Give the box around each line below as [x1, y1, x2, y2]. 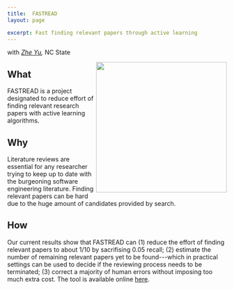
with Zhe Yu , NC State [7, 48, 71, 56]
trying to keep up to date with [7, 170, 92, 178]
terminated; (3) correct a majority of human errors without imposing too [7, 267, 213, 275]
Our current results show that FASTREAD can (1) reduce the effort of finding [7, 238, 225, 246]
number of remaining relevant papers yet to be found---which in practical [7, 252, 218, 261]
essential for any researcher [7, 163, 88, 170]
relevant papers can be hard [7, 192, 88, 200]
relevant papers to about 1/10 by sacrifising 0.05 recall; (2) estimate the [7, 245, 212, 254]
